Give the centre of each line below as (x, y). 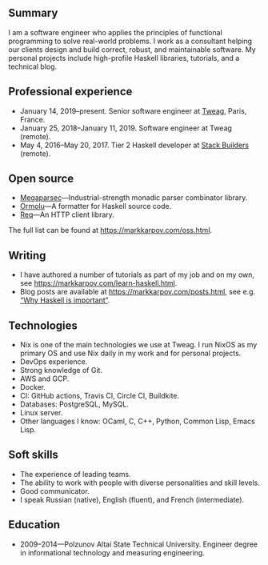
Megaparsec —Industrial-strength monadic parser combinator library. (134, 198)
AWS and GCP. (44, 379)
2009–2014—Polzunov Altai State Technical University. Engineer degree (139, 544)
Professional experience (70, 92)
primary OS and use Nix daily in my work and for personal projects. (130, 353)
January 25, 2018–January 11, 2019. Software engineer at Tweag (126, 128)
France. (32, 119)
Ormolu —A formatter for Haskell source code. (96, 206)
